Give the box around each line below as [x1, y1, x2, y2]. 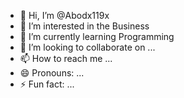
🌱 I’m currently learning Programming [19, 31, 175, 42]
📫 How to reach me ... [19, 53, 113, 64]
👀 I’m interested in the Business [19, 20, 150, 32]
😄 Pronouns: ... [19, 67, 85, 79]
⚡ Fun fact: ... [19, 78, 75, 90]
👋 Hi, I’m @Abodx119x [19, 10, 110, 21]
